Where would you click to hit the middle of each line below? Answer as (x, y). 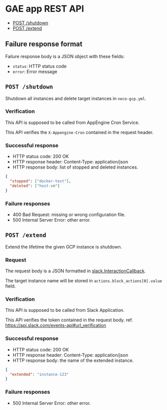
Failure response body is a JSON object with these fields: (65, 56)
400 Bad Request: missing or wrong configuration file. (69, 214)
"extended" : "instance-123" (39, 374)
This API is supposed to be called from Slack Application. (65, 310)
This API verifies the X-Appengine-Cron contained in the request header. (79, 132)
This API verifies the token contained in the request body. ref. (69, 320)
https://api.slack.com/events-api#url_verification (56, 325)
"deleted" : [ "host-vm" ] (35, 186)
